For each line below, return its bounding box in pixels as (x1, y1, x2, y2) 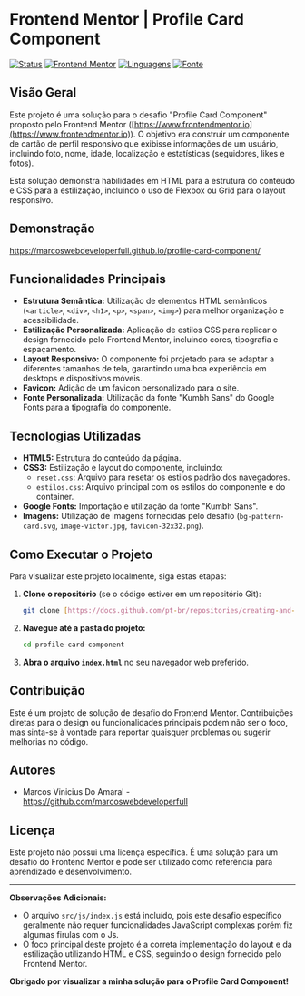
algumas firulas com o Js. (22, 930, 120, 940)
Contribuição (9, 683, 86, 698)
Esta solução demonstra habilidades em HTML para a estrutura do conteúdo (9, 175, 295, 186)
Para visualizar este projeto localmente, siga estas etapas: (9, 571, 227, 582)
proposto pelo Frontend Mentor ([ (9, 118, 134, 129)
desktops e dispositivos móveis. (22, 373, 143, 384)
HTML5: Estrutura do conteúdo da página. (22, 452, 182, 463)
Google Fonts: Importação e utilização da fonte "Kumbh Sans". (22, 501, 259, 512)
